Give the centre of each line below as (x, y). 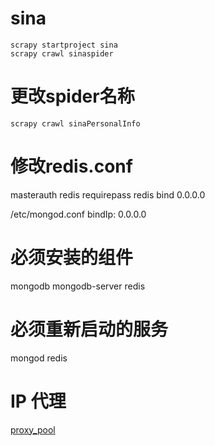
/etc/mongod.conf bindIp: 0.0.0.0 (78, 214)
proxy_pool (33, 429)
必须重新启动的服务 (89, 329)
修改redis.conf (71, 166)
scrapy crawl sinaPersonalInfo (75, 123)
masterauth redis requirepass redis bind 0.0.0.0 (108, 194)
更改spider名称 (72, 96)
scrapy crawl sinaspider (62, 53)
